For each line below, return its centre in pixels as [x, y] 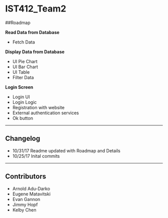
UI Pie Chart [25, 61]
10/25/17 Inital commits [36, 156]
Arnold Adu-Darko [31, 188]
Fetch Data [23, 42]
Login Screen [19, 87]
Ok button [23, 118]
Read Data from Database [32, 32]
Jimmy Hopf [25, 204]
